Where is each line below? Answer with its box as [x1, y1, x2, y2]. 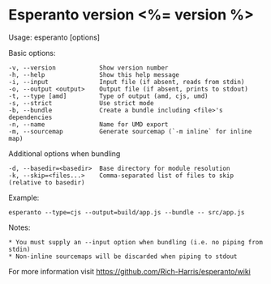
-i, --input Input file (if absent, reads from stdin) [8, 78, 245, 86]
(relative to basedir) [8, 178, 85, 187]
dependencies [8, 113, 53, 121]
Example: [8, 193, 40, 202]
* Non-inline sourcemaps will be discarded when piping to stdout [8, 252, 238, 261]
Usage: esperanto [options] [8, 32, 100, 42]
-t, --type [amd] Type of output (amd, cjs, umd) [8, 91, 209, 100]
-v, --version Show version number [8, 63, 169, 72]
